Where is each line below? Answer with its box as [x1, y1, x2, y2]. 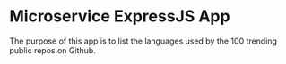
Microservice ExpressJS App [9, 6, 230, 27]
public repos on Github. [9, 44, 96, 55]
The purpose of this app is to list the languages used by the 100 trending [9, 36, 278, 46]
